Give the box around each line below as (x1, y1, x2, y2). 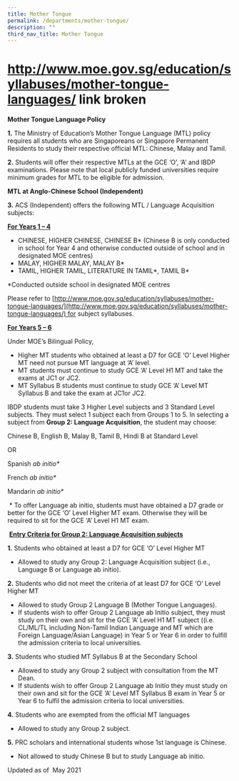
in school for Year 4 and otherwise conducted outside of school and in (17, 244, 225, 252)
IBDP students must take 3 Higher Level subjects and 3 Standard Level (7, 403, 215, 412)
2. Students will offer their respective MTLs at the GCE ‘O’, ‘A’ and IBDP (7, 158, 216, 166)
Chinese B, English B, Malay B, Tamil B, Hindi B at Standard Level (7, 432, 198, 440)
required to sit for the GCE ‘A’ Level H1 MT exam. (7, 516, 150, 525)
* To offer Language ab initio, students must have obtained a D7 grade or (9, 501, 224, 509)
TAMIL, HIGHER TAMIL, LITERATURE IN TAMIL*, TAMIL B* (17, 267, 190, 275)
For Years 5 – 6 (7, 323, 52, 332)
